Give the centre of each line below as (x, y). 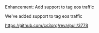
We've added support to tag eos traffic (44, 16)
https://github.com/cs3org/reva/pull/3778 (47, 25)
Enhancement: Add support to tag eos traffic (50, 7)
